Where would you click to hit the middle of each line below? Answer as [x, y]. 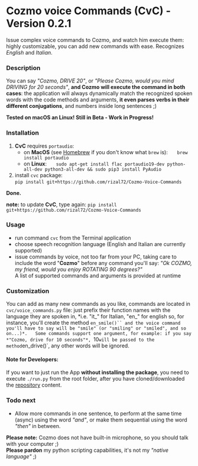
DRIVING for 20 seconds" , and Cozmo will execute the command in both [96, 87]
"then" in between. [38, 426]
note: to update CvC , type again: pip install [61, 204]
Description [23, 68]
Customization [28, 291]
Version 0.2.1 [39, 23]
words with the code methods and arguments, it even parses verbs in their [98, 100]
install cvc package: [39, 175]
